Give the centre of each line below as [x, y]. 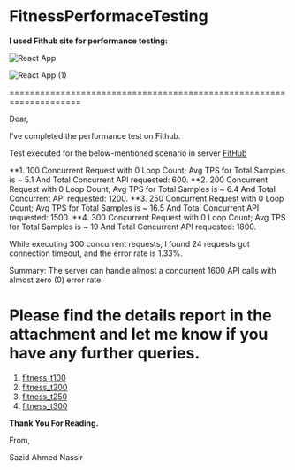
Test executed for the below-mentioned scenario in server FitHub [128, 153]
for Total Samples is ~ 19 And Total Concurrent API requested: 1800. [133, 227]
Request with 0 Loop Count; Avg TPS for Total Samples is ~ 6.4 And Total [143, 189]
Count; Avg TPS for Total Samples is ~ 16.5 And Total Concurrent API [134, 208]
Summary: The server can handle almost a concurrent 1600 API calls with [143, 270]
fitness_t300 [45, 405]
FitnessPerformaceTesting [109, 16]
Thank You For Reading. [54, 423]
